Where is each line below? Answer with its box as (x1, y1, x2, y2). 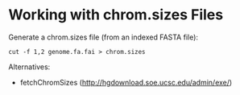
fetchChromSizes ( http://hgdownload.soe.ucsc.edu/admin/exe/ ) (19, 77, 233, 87)
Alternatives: (8, 62, 51, 72)
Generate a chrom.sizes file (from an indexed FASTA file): (8, 32, 199, 42)
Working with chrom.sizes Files (8, 6, 224, 24)
